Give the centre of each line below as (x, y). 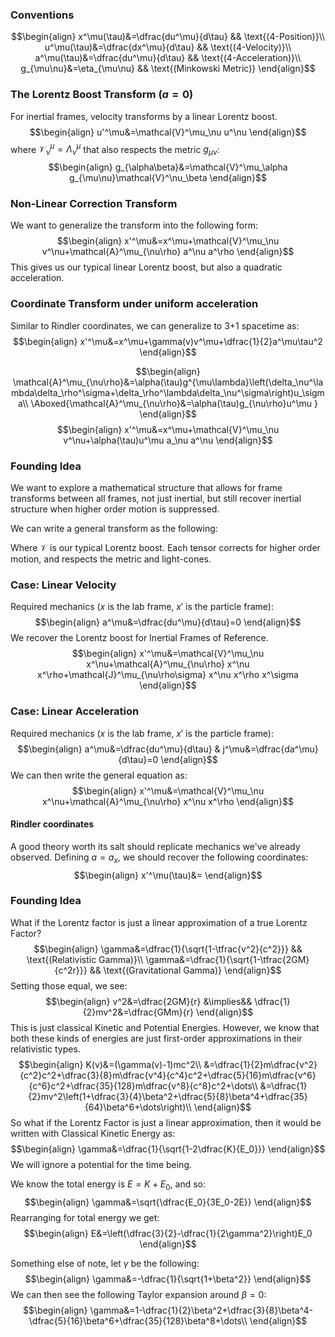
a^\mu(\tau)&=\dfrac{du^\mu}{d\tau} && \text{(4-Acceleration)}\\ (168, 58)
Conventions (42, 15)
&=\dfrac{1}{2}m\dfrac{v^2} (260, 1064)
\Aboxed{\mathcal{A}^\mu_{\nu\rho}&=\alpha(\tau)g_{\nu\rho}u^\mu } (174, 403)
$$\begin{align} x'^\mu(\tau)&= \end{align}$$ (168, 875)
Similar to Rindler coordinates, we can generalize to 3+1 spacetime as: (155, 325)
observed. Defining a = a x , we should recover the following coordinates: (159, 858)
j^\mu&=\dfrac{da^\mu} (270, 749)
